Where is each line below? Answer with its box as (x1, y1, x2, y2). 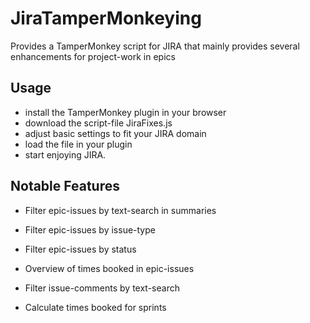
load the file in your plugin (24, 138, 133, 150)
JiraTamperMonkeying (10, 7, 202, 30)
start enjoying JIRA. (24, 148, 107, 161)
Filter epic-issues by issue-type (24, 223, 156, 236)
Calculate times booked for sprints (24, 301, 167, 313)
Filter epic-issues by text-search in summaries (24, 204, 217, 216)
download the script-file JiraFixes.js (24, 117, 173, 129)
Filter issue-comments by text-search (24, 282, 180, 294)
